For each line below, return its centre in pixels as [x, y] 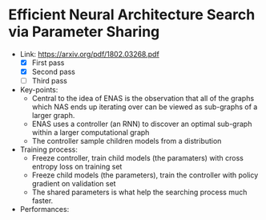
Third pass [50, 81]
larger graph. [53, 116]
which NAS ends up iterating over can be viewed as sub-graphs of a [145, 107]
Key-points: [39, 90]
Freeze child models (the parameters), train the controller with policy [145, 175]
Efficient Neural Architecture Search [132, 15]
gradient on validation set [74, 184]
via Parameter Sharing [84, 32]
